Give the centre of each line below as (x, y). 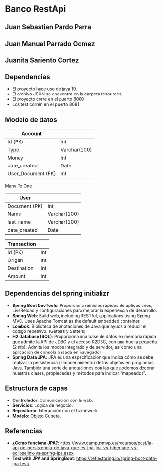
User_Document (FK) (32, 173)
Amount (17, 276)
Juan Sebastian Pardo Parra (48, 27)
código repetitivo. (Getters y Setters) (49, 331)
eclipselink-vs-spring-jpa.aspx (43, 453)
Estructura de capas (37, 389)
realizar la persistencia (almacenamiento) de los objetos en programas (83, 362)
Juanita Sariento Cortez (42, 60)
